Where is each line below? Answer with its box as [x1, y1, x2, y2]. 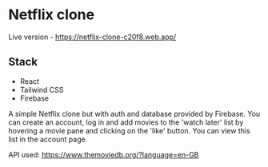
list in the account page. [8, 134, 88, 144]
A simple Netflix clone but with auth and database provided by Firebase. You [8, 109, 261, 118]
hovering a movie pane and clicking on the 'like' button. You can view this [8, 125, 250, 135]
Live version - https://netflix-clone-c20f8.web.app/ [8, 32, 177, 42]
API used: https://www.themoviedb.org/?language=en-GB [8, 149, 199, 159]
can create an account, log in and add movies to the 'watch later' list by [8, 117, 244, 127]
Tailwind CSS [19, 85, 64, 94]
